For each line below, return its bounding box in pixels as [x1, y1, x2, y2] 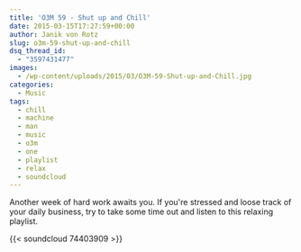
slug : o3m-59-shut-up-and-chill [9, 38, 131, 48]
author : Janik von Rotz [9, 30, 99, 39]
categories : [9, 80, 54, 89]
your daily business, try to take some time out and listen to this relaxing [9, 206, 274, 217]
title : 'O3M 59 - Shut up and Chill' [9, 13, 151, 22]
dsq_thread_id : [9, 47, 67, 56]
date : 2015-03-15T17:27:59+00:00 [9, 22, 135, 31]
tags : [9, 96, 30, 106]
